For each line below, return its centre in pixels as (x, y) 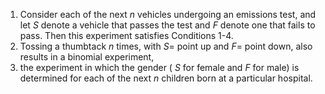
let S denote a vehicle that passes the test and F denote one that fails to (167, 25)
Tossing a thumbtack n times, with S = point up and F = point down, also (166, 46)
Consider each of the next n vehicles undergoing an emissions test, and (168, 14)
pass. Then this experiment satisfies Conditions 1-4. (126, 35)
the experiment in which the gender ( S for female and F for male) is (159, 67)
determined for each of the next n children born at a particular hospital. (166, 78)
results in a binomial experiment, (87, 57)
